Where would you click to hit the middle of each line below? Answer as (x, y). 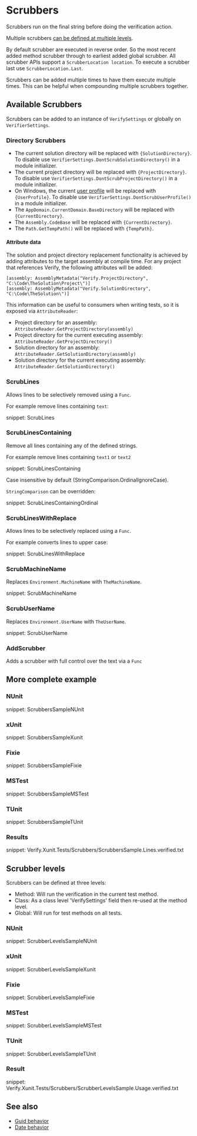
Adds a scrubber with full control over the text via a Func (74, 661)
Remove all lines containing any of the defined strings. (72, 446)
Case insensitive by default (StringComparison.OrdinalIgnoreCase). (87, 480)
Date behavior (31, 1127)
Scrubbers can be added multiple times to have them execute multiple (91, 80)
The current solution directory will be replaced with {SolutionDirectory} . (103, 153)
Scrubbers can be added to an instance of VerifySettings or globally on (94, 119)
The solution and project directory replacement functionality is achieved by (97, 255)
